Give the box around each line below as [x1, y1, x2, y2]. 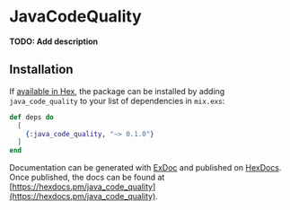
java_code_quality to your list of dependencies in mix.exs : [9, 95, 225, 106]
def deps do [9, 112, 54, 122]
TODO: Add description [9, 36, 99, 47]
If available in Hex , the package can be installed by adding [9, 85, 225, 96]
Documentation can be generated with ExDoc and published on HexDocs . [9, 162, 282, 173]
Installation [9, 62, 74, 77]
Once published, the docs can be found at [9, 172, 165, 183]
